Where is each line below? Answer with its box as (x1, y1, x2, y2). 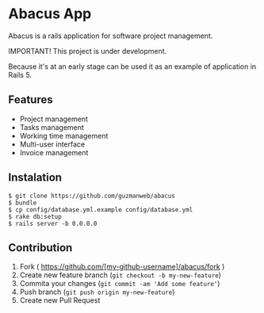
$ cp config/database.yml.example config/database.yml (8, 205, 193, 214)
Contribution (8, 241, 73, 254)
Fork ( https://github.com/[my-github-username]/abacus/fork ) (19, 262, 225, 272)
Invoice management (19, 147, 89, 157)
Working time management (19, 131, 109, 140)
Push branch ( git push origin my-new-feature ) (19, 287, 175, 297)
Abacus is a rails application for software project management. (8, 31, 213, 40)
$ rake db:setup (8, 212, 62, 220)
